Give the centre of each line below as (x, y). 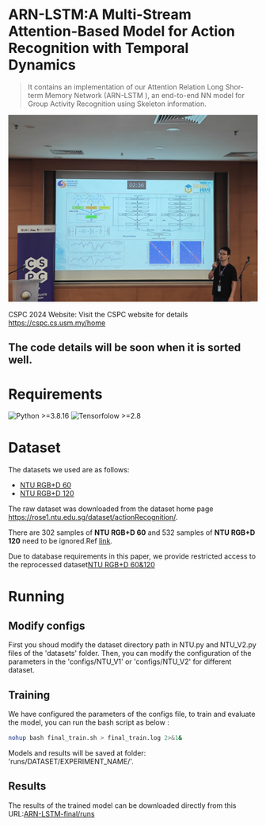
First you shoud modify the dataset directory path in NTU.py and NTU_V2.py (133, 645)
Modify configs (47, 625)
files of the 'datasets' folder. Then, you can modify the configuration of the (130, 654)
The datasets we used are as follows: (69, 470)
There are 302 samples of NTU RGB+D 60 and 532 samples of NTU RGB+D (132, 532)
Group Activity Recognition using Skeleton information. (117, 104)
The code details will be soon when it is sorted (125, 348)
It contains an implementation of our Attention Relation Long (125, 87)
